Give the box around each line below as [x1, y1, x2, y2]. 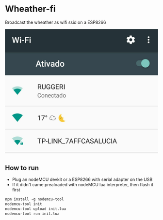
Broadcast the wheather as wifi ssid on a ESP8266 [5, 19, 106, 25]
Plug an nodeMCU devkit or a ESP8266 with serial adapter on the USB [12, 176, 153, 182]
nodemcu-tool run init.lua [5, 211, 60, 216]
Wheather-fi [5, 3, 56, 15]
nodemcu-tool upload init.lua [5, 206, 66, 211]
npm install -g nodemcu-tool [5, 197, 64, 202]
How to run [5, 163, 39, 172]
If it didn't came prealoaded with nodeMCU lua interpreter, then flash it [12, 182, 154, 188]
